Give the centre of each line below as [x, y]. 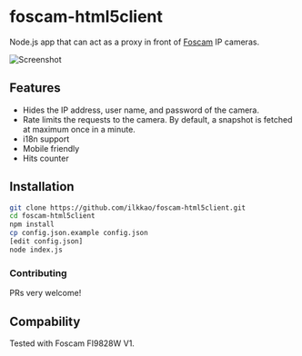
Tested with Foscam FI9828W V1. [72, 343]
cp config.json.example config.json [79, 233]
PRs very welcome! [45, 293]
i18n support [46, 139]
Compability [45, 321]
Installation [42, 187]
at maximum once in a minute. [79, 129]
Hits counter [46, 158]
